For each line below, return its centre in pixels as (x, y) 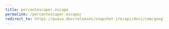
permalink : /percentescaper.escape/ (44, 14)
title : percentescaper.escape (37, 10)
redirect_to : (19, 19)
